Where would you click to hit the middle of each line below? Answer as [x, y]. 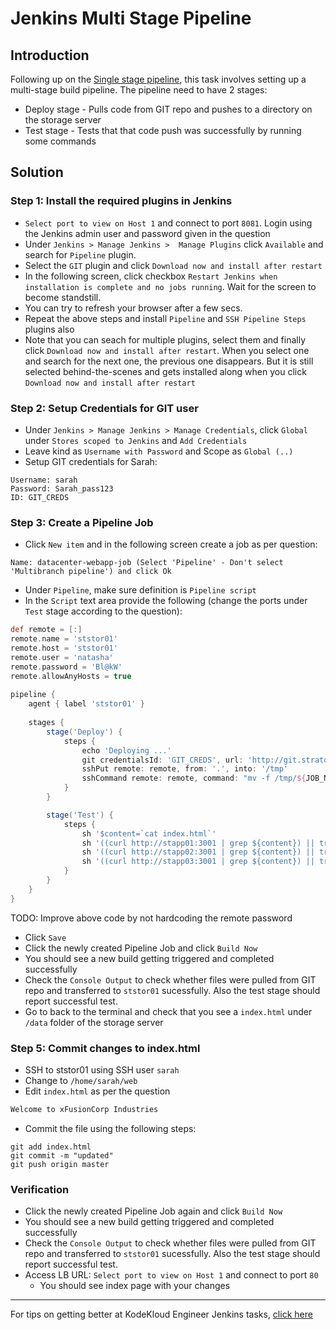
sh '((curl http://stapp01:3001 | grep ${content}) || [198, 843]
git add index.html [51, 1147]
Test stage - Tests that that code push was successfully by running [163, 130]
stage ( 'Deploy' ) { [84, 732]
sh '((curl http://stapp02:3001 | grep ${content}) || [198, 852]
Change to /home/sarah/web [81, 1080]
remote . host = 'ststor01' [64, 648]
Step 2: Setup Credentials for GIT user [104, 408]
